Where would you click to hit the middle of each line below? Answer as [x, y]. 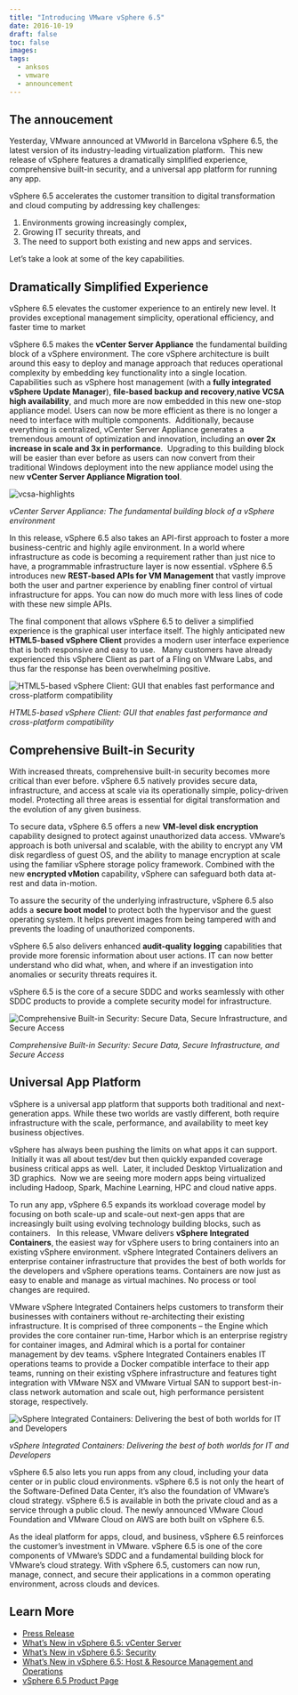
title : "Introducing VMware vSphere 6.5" [87, 17]
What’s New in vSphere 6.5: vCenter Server [101, 1643]
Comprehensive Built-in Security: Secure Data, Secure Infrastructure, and [145, 1045]
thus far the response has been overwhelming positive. [110, 669]
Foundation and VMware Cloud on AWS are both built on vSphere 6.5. [137, 1519]
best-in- [267, 1382]
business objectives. [47, 1132]
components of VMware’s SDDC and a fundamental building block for [137, 1555]
